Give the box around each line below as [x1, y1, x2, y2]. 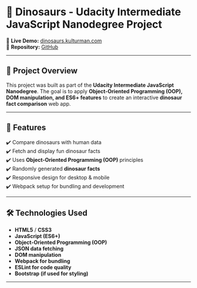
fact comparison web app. [6, 100, 72, 107]
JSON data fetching [14, 245, 64, 252]
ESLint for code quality [14, 264, 72, 271]
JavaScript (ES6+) [14, 233, 60, 240]
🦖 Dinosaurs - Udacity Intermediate [6, 5, 181, 19]
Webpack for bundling [14, 257, 70, 265]
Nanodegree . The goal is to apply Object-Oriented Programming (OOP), [6, 87, 183, 94]
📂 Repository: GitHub [6, 43, 59, 50]
